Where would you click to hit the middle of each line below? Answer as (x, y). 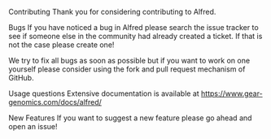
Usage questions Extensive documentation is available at (104, 93)
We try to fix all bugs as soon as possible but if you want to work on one (129, 61)
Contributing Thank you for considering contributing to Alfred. (112, 12)
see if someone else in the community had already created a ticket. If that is (135, 36)
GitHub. (21, 78)
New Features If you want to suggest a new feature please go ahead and (130, 118)
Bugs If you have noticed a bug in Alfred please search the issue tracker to (133, 27)
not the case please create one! (61, 45)
